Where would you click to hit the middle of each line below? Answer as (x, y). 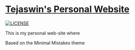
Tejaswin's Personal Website (68, 9)
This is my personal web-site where (43, 33)
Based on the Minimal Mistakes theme (45, 43)
